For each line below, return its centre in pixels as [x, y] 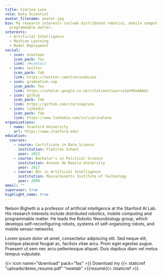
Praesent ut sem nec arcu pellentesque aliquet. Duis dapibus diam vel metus [81, 248]
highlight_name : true [27, 195]
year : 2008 [29, 181]
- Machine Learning [29, 41]
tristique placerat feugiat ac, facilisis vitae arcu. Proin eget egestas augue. [79, 244]
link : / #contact [30, 64]
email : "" [15, 185]
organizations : [20, 122]
